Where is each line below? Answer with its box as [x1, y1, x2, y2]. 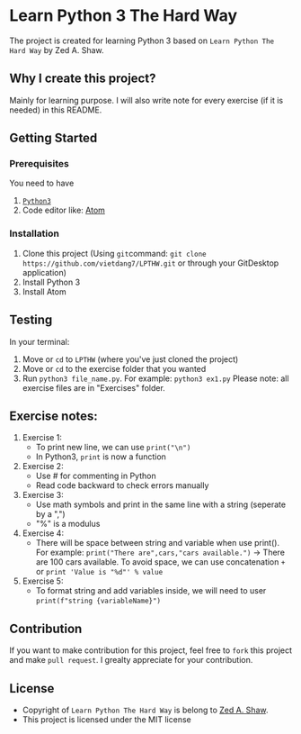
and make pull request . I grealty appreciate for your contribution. [9, 655, 253, 666]
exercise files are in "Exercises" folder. [22, 382, 166, 393]
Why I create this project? [9, 71, 156, 86]
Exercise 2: [22, 461, 65, 472]
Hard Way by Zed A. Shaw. [9, 44, 105, 55]
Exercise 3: [22, 490, 65, 501]
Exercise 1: [22, 432, 63, 443]
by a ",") [35, 509, 66, 520]
